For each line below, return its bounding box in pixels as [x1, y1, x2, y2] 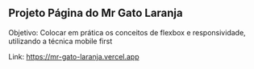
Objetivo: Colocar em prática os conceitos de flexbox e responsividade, [8, 27, 246, 37]
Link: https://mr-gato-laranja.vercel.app [8, 51, 139, 61]
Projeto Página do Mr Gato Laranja [8, 6, 183, 20]
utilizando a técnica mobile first [8, 36, 113, 46]
